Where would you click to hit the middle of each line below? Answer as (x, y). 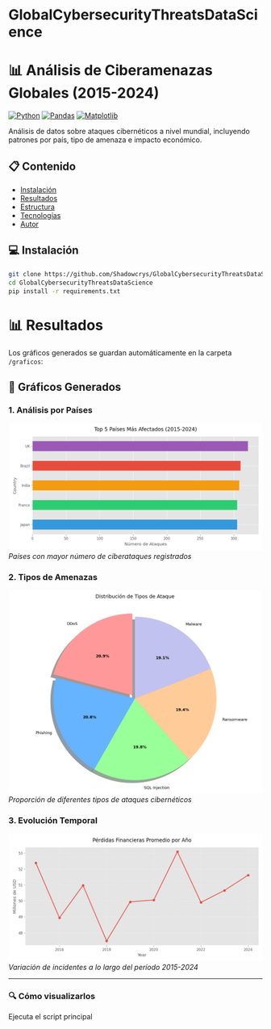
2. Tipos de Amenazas (53, 577)
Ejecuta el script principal (50, 1016)
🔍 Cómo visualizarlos (52, 996)
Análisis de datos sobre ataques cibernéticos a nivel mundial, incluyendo (129, 132)
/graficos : (26, 362)
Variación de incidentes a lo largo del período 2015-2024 (104, 967)
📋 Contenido (42, 166)
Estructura (37, 207)
